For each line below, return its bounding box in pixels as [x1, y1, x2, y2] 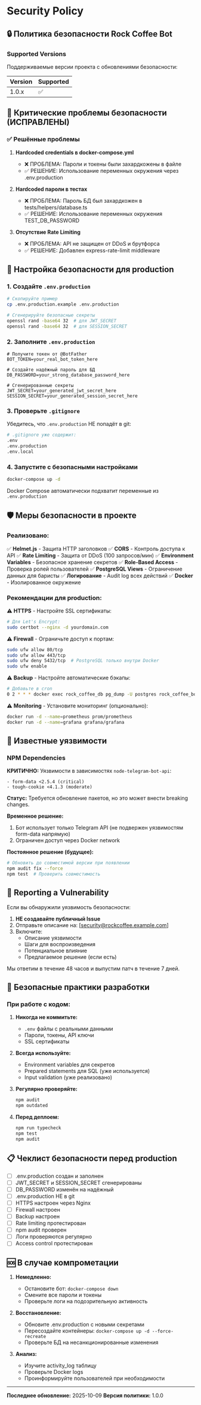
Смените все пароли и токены [24, 1291, 102, 1299]
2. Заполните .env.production [7, 337, 95, 346]
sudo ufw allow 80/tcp [7, 647, 63, 653]
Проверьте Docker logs [24, 1369, 84, 1376]
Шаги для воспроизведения [24, 940, 96, 947]
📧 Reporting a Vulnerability [7, 888, 109, 898]
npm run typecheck [15, 1125, 61, 1131]
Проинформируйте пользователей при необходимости [24, 1374, 165, 1382]
